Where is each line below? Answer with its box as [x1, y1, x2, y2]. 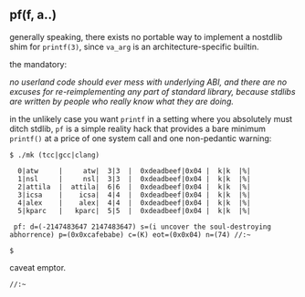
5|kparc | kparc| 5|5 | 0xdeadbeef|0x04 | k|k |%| [17, 206, 251, 215]
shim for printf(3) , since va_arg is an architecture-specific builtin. [9, 41, 259, 52]
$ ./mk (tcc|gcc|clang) [9, 150, 100, 159]
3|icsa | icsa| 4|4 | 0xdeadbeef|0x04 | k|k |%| [17, 190, 251, 200]
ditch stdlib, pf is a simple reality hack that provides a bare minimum [9, 123, 267, 134]
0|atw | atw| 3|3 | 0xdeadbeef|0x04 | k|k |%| [17, 166, 251, 176]
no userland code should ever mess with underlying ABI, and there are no [9, 77, 288, 87]
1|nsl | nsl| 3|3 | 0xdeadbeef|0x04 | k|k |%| [17, 174, 251, 183]
